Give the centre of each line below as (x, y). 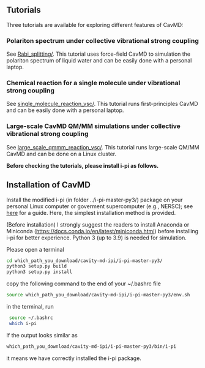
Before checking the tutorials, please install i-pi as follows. (83, 165)
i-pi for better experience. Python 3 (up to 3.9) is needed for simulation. (96, 238)
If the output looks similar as (42, 335)
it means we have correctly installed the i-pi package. (74, 358)
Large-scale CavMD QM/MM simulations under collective (93, 126)
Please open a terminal (35, 249)
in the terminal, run (30, 307)
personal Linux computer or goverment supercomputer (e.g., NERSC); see (100, 206)
